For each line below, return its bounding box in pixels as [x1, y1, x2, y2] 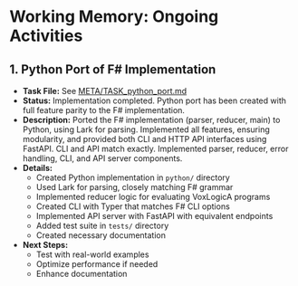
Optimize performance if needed [35, 259, 159, 269]
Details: [22, 163, 53, 173]
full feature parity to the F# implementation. [22, 105, 186, 115]
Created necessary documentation [35, 230, 166, 241]
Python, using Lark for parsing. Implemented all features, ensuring [22, 124, 270, 135]
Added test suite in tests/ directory [35, 220, 169, 231]
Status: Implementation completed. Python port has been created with [22, 95, 287, 106]
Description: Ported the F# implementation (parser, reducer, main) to [22, 115, 281, 125]
